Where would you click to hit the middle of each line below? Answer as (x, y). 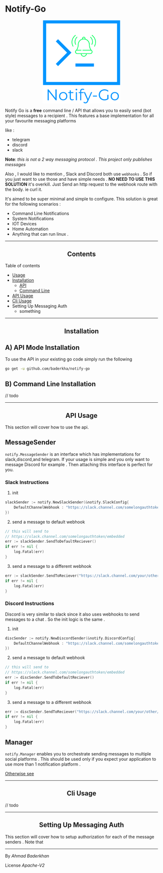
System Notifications (33, 219)
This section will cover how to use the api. (47, 427)
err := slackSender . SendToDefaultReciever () (51, 542)
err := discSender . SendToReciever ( (41, 712)
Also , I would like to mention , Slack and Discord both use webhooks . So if (79, 174)
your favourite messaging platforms (41, 121)
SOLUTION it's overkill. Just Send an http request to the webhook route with (81, 184)
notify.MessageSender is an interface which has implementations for (73, 454)
